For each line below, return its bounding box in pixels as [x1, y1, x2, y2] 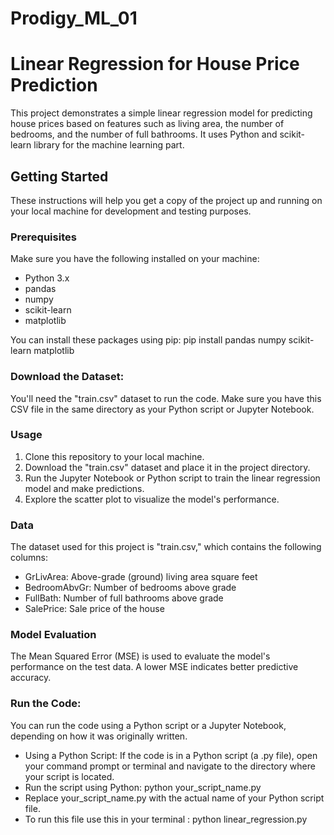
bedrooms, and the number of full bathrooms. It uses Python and [10, 128, 278, 141]
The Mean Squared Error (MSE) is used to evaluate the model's [10, 650, 271, 662]
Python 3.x [24, 272, 70, 284]
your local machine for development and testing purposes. [10, 205, 252, 217]
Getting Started [10, 168, 109, 185]
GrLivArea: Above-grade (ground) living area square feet [24, 571, 258, 583]
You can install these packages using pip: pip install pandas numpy [10, 334, 287, 346]
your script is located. [24, 770, 115, 782]
